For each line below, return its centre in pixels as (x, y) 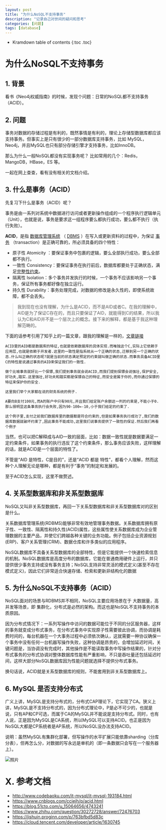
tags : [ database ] (23, 28)
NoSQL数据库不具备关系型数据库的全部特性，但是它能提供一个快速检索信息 (82, 552)
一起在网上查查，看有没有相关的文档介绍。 (48, 172)
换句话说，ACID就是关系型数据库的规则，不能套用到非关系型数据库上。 (77, 671)
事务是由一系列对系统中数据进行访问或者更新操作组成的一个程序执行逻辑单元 (83, 213)
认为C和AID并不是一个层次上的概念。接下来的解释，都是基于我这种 (85, 319)
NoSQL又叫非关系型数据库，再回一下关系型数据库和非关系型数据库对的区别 (82, 506)
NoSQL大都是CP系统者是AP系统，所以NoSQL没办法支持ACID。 (70, 726)
